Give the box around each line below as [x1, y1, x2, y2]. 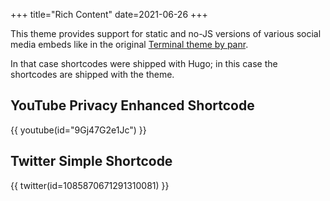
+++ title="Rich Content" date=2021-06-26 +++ [10, 9, 208, 20]
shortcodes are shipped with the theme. [10, 69, 175, 80]
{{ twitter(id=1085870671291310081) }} [10, 179, 170, 191]
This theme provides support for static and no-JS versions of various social [10, 28, 322, 39]
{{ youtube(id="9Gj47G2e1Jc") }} [10, 124, 147, 136]
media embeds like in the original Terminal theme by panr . [10, 39, 249, 50]
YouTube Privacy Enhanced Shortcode [10, 97, 255, 114]
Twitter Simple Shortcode [10, 153, 173, 170]
